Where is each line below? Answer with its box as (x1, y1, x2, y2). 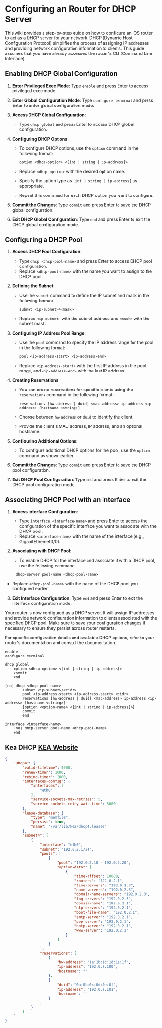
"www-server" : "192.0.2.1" (74, 928, 129, 933)
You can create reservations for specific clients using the (19, 387, 133, 392)
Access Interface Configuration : (12, 509, 78, 514)
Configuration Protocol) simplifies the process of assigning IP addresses (5, 40, 149, 46)
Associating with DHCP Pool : (12, 548, 72, 554)
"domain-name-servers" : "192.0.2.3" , (74, 892, 150, 897)
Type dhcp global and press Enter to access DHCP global (19, 121, 134, 127)
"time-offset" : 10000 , (74, 874, 120, 879)
